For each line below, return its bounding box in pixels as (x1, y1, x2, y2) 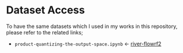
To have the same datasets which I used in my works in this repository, (6, 23, 178, 30)
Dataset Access (6, 3, 85, 17)
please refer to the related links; (6, 29, 84, 36)
